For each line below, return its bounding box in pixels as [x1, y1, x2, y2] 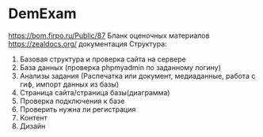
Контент [19, 113, 48, 122]
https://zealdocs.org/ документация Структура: [8, 39, 168, 48]
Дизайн [19, 121, 46, 131]
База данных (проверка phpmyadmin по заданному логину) [19, 62, 222, 72]
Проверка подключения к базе [19, 96, 125, 106]
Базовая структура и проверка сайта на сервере [19, 54, 186, 64]
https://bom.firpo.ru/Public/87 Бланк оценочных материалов [8, 31, 210, 40]
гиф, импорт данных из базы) [19, 80, 120, 89]
